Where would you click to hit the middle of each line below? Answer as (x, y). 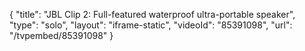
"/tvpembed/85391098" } (61, 35)
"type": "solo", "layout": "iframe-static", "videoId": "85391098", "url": (151, 25)
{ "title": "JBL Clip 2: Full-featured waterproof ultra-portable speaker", (152, 14)
